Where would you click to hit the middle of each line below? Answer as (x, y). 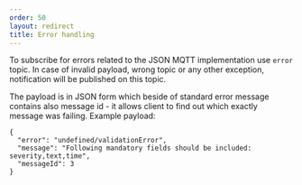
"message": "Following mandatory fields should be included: (135, 148)
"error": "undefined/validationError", (92, 141)
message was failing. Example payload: (82, 116)
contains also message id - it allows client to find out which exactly (134, 106)
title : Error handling (52, 34)
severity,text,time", (50, 156)
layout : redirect (42, 26)
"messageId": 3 (46, 164)
